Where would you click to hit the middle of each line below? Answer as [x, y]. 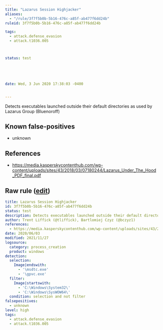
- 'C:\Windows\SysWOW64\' [44, 292]
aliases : [14, 14]
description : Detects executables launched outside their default [73, 215]
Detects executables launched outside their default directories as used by [79, 106]
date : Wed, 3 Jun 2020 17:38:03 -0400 [44, 84]
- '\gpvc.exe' [32, 274]
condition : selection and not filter [48, 297]
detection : [16, 256]
